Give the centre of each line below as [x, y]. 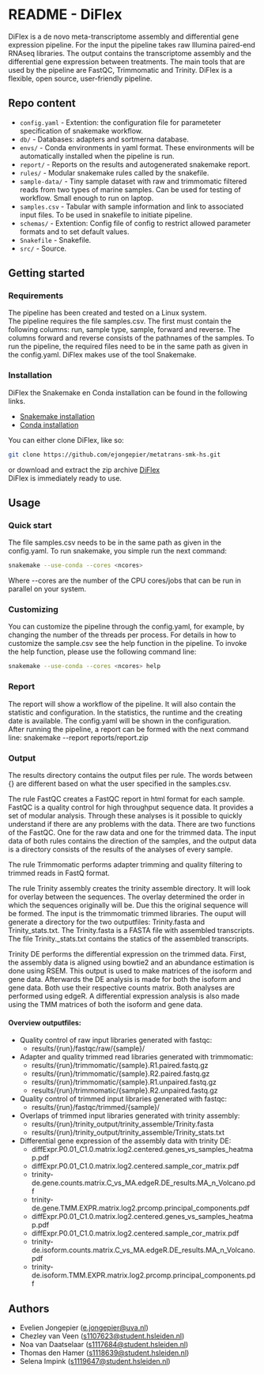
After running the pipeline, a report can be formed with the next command [128, 729]
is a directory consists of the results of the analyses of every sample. [121, 849]
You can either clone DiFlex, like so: [66, 440]
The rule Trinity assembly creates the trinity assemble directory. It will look [130, 888]
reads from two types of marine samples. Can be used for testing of [130, 189]
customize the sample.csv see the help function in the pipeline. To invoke [128, 644]
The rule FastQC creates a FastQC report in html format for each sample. [126, 798]
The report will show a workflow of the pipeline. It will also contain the [122, 704]
